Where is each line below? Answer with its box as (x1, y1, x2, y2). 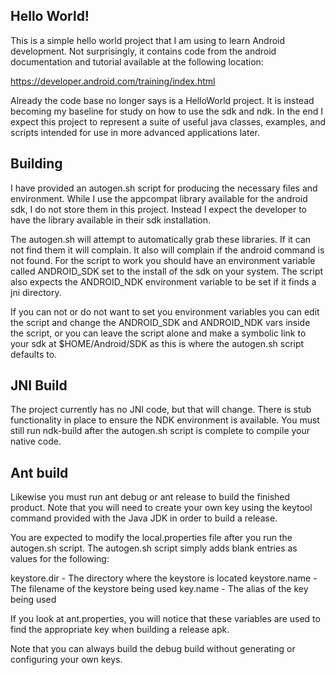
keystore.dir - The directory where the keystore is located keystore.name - (10, 572, 318, 584)
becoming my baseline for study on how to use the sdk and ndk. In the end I (10, 105, 324, 117)
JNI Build (10, 377, 68, 394)
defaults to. (10, 348, 58, 360)
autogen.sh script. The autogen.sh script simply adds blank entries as (10, 542, 298, 554)
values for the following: (10, 553, 110, 565)
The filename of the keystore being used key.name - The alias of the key (10, 583, 309, 595)
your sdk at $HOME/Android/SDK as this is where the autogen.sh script (10, 337, 305, 349)
